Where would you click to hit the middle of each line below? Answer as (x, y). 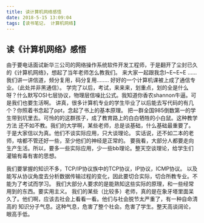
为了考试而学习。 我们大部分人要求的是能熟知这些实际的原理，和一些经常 (103, 184)
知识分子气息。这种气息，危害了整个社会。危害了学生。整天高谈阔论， (106, 207)
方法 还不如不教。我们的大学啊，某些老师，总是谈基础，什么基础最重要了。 (100, 125)
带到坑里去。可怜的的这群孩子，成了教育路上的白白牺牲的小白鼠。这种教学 (104, 118)
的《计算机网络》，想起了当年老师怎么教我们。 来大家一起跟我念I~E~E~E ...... (102, 73)
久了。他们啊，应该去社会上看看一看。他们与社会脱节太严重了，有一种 (94, 199)
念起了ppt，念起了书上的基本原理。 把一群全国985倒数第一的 (114, 110)
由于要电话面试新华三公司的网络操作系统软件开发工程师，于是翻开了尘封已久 (102, 65)
